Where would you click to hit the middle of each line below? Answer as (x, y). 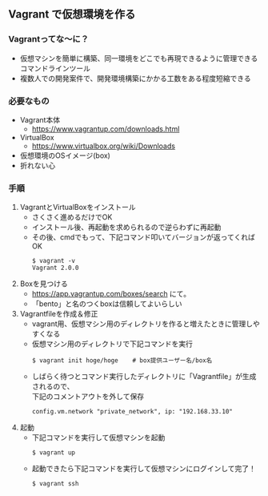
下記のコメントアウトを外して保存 (88, 397)
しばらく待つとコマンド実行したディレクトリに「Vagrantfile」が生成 (144, 377)
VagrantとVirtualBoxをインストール (78, 208)
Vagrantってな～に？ (49, 39)
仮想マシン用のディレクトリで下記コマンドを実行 (112, 344)
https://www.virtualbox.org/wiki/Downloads (104, 146)
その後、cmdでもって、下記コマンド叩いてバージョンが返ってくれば (144, 237)
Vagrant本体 (40, 119)
